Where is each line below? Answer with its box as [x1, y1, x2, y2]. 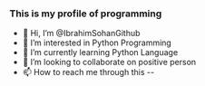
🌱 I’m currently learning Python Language [22, 47, 179, 58]
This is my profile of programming [9, 7, 162, 20]
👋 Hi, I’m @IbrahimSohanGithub [22, 28, 141, 39]
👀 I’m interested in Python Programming [22, 37, 172, 48]
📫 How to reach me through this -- [22, 67, 155, 78]
